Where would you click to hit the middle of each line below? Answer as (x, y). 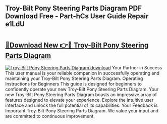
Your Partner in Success (137, 68)
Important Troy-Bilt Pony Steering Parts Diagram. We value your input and (82, 111)
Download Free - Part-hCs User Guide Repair (77, 16)
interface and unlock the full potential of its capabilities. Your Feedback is (81, 105)
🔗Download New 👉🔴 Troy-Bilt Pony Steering (77, 45)
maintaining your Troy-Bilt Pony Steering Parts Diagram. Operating (74, 78)
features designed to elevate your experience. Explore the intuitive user (79, 100)
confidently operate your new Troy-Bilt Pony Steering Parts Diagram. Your (82, 89)
